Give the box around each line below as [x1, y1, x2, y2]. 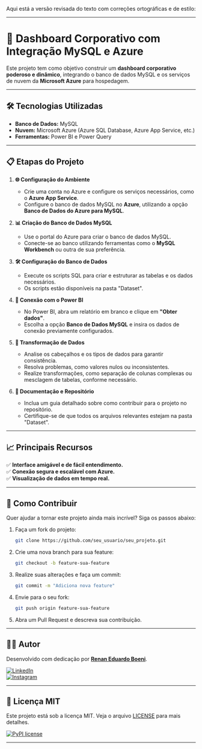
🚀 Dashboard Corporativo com [6, 32, 161, 46]
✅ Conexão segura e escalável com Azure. [6, 468, 115, 475]
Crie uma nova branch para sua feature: [14, 549, 114, 556]
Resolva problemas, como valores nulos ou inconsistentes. [23, 363, 170, 370]
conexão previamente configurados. [23, 327, 114, 334]
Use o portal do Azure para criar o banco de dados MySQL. [23, 233, 171, 240]
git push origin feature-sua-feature [14, 605, 110, 611]
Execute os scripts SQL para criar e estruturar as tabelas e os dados [23, 272, 194, 279]
